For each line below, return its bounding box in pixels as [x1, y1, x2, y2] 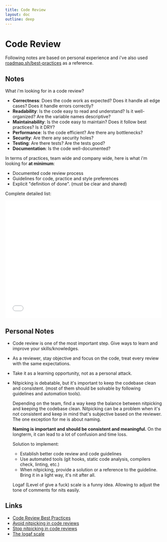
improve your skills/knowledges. [12, 345, 79, 351]
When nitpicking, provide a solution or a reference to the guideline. [19, 466, 157, 472]
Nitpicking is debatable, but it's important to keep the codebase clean [12, 380, 156, 386]
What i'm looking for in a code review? [5, 88, 84, 94]
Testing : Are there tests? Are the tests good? [12, 140, 105, 146]
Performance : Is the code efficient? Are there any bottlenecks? [12, 130, 143, 136]
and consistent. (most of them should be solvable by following [12, 385, 141, 391]
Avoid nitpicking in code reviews [12, 520, 79, 526]
